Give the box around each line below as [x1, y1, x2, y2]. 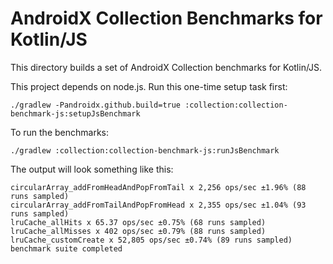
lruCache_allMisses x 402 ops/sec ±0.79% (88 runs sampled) [10, 226, 267, 236]
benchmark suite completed [10, 243, 123, 254]
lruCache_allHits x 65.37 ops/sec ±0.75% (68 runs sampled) [10, 217, 267, 227]
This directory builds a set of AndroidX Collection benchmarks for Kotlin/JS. [10, 61, 323, 73]
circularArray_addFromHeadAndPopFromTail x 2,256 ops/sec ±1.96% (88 [10, 182, 307, 192]
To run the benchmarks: [10, 126, 109, 138]
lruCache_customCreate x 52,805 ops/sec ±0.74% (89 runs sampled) [10, 235, 293, 245]
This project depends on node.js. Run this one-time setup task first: [10, 80, 288, 92]
